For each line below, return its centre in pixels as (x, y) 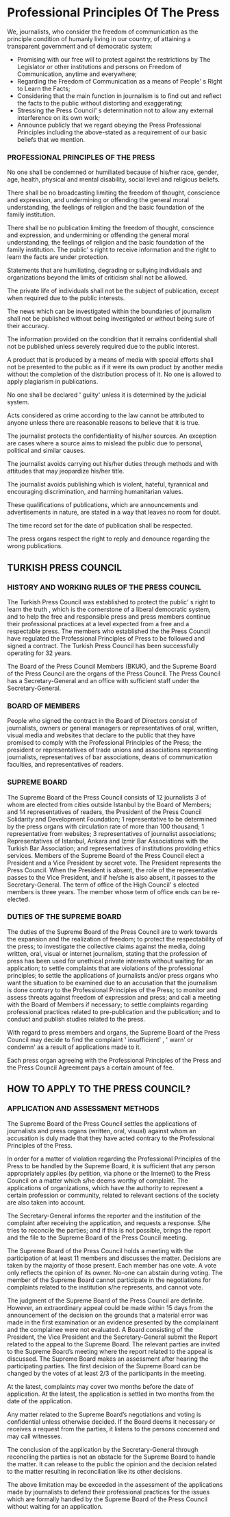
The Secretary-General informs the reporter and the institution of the (104, 1216)
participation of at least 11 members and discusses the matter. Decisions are (114, 1258)
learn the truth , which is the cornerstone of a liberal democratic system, (109, 609)
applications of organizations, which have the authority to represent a (105, 1187)
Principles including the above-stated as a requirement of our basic (112, 132)
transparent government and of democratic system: (80, 46)
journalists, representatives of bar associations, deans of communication (110, 757)
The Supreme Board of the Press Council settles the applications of (102, 1123)
